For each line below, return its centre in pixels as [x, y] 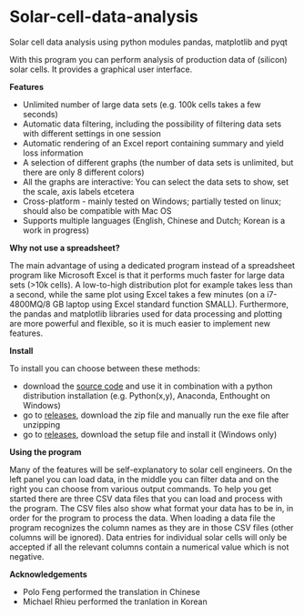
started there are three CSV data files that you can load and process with [147, 499]
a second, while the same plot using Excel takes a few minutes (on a [137, 294]
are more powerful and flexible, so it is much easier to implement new [140, 323]
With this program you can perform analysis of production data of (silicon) [149, 59]
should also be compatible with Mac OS [97, 210]
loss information [53, 153]
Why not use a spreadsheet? [65, 247]
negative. [27, 556]
